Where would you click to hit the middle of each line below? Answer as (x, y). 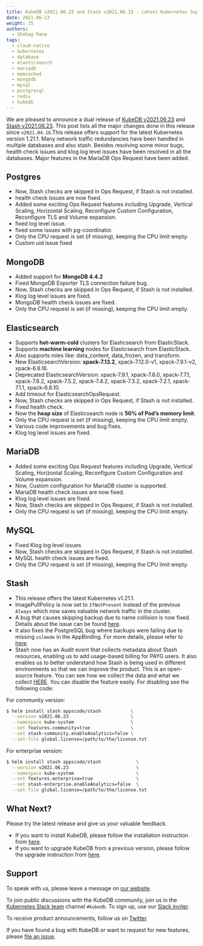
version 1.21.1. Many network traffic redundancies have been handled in (95, 138)
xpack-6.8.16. (31, 368)
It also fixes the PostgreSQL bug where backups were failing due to (99, 630)
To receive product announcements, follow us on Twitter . (77, 918)
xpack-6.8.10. (43, 388)
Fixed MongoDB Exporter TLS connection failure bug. (82, 283)
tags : (13, 40)
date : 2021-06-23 (28, 18)
